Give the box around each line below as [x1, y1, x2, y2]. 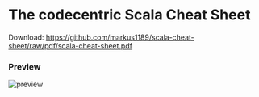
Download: [8, 32, 44, 42]
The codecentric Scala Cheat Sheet [8, 6, 251, 24]
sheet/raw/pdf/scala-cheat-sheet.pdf [8, 40, 133, 50]
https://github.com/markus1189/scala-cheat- [45, 32, 195, 42]
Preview [8, 61, 41, 72]
